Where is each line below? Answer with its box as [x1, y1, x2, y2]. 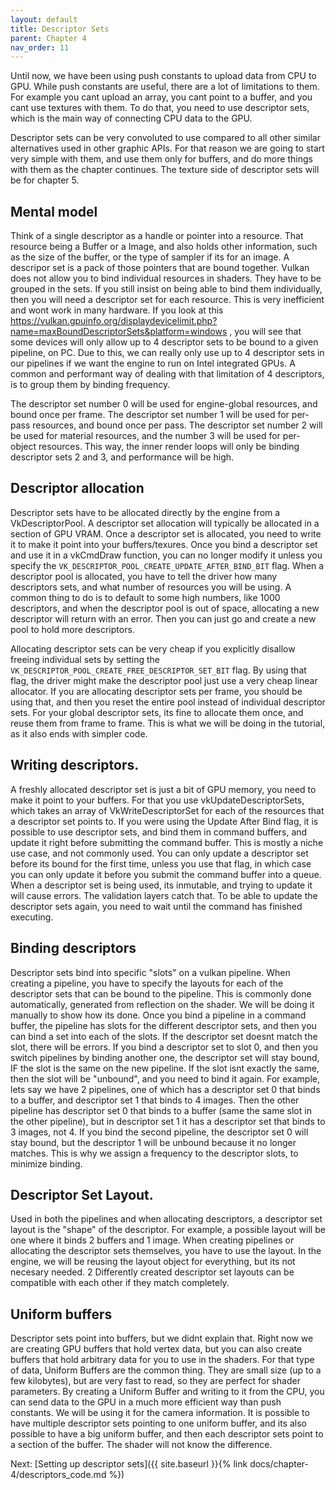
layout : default [10, 14, 78, 25]
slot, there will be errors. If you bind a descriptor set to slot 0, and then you [10, 1041, 319, 1053]
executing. [10, 911, 54, 923]
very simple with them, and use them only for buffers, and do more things [10, 153, 313, 165]
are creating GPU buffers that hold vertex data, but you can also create [10, 1343, 303, 1355]
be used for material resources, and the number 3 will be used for [10, 430, 281, 442]
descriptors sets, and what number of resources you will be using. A [10, 581, 292, 593]
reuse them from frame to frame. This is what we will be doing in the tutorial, [10, 717, 326, 729]
